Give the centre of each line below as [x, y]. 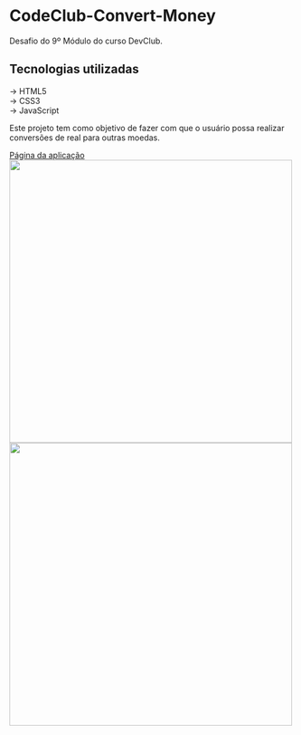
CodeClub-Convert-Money [113, 16]
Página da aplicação [47, 155]
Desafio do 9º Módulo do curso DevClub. [86, 41]
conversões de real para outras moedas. [85, 138]
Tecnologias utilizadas [74, 69]
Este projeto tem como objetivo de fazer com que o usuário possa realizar [147, 128]
